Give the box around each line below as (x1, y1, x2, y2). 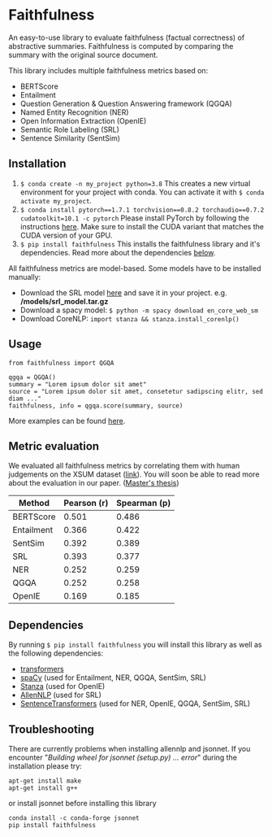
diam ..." (8, 395, 42, 403)
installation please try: (8, 761, 83, 770)
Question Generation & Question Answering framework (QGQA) (19, 98, 233, 108)
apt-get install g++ (8, 784, 79, 792)
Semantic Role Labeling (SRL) (19, 124, 120, 134)
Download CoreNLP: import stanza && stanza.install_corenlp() (19, 313, 240, 323)
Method (19, 498, 50, 509)
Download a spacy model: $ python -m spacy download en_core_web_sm (19, 305, 258, 315)
